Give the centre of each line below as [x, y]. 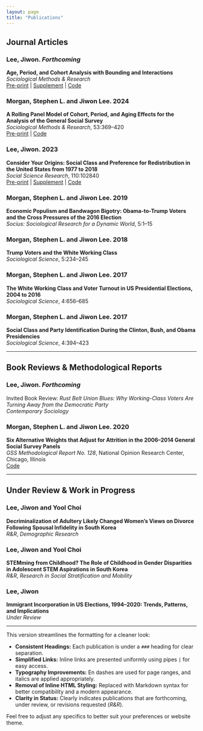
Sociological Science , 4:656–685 [47, 301]
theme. [15, 723]
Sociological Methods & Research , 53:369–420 [65, 127]
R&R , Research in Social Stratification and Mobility [69, 575]
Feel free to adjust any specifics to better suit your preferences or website [98, 716]
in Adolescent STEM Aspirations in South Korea [67, 569]
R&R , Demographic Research [43, 534]
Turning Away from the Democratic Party [57, 405]
